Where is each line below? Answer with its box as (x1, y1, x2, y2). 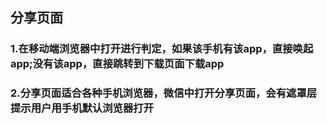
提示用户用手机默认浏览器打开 (10, 101, 155, 115)
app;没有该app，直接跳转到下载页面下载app (10, 57, 225, 71)
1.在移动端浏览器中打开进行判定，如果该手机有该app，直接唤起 (10, 42, 314, 56)
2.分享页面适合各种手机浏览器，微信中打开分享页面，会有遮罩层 (10, 86, 318, 100)
